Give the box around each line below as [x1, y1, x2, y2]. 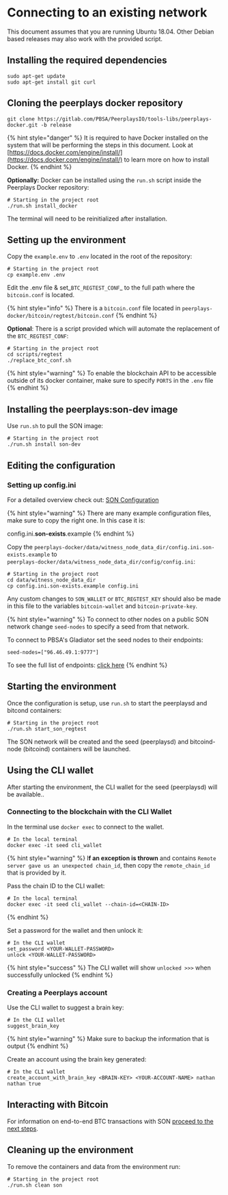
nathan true [7, 1081, 41, 1087]
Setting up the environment [7, 234, 126, 246]
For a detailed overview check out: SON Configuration [7, 495, 159, 504]
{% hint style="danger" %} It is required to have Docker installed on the [7, 134, 208, 142]
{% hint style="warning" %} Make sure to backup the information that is [7, 1035, 210, 1043]
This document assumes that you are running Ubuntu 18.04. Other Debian [7, 27, 214, 36]
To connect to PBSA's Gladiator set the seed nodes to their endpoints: [7, 636, 203, 644]
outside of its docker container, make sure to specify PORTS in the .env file [7, 377, 214, 385]
